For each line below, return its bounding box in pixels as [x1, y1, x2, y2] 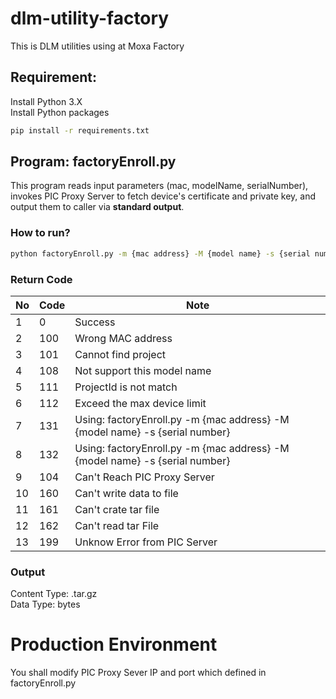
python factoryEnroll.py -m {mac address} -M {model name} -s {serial [10, 248, 311, 259]
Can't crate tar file [74, 502, 160, 516]
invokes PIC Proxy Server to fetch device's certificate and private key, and [10, 190, 316, 202]
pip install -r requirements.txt [10, 125, 150, 136]
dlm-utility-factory [10, 7, 170, 30]
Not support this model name [74, 363, 212, 377]
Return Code [10, 272, 73, 286]
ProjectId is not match [74, 380, 178, 394]
